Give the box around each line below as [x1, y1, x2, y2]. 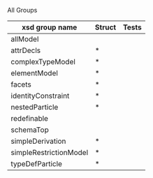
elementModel [10, 68, 58, 77]
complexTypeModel [10, 57, 75, 66]
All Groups [7, 6, 38, 14]
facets [10, 80, 31, 89]
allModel [10, 34, 39, 44]
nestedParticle [10, 103, 59, 112]
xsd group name [22, 22, 78, 32]
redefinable [10, 114, 49, 123]
